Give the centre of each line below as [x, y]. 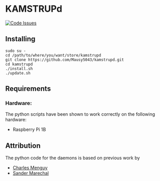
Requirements [28, 89]
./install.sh [19, 69]
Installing [20, 39]
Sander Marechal [31, 173]
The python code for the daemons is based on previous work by [73, 158]
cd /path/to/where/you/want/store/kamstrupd [53, 55]
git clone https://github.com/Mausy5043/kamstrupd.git [65, 60]
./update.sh [18, 73]
